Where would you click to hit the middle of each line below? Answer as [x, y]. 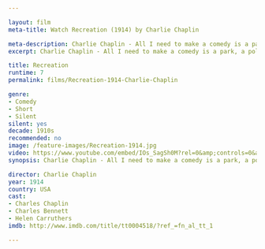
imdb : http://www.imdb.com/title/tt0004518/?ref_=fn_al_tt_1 [111, 225]
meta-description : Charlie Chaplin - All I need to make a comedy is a [128, 44]
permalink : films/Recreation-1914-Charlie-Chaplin [93, 80]
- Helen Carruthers [40, 218]
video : [19, 153]
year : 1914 [26, 182]
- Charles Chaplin [38, 204]
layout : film [30, 22]
